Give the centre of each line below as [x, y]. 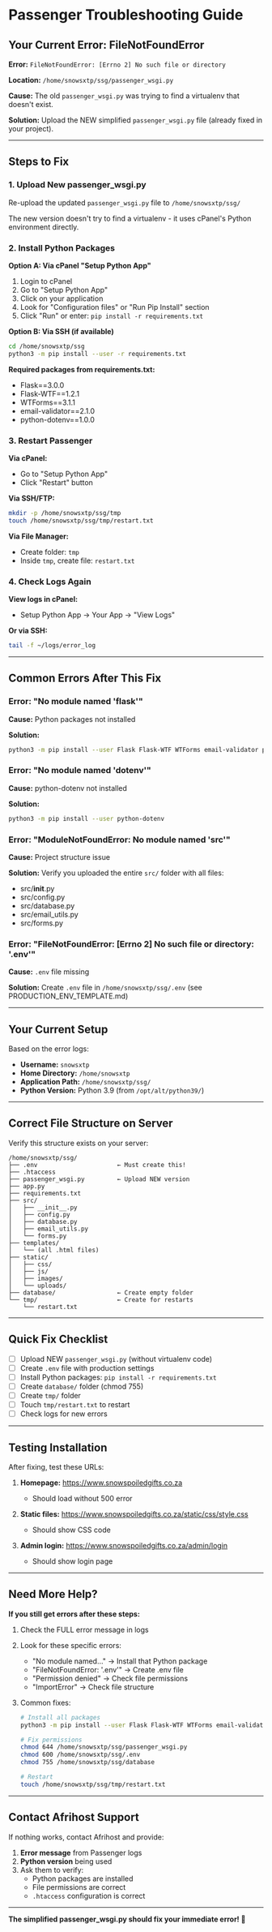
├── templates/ [34, 1243]
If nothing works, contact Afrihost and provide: [86, 1837]
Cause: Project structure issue [59, 857]
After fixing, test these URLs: [56, 1466]
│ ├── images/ [36, 1278]
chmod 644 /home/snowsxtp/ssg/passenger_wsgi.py [104, 1747]
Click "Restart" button [56, 483]
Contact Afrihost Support [74, 1817]
